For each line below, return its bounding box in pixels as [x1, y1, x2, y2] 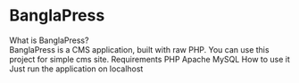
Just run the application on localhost [9, 63, 144, 74]
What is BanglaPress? [9, 35, 89, 46]
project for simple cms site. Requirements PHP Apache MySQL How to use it [9, 54, 290, 64]
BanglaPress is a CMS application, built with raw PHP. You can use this [9, 44, 270, 54]
